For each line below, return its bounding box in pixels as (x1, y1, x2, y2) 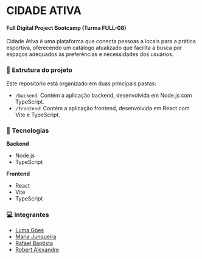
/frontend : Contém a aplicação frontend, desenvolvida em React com (15, 104, 190, 112)
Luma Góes (15, 227, 44, 234)
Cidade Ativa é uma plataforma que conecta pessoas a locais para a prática (6, 38, 197, 45)
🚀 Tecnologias (6, 126, 49, 135)
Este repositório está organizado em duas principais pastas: (6, 80, 156, 87)
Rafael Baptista (15, 239, 54, 247)
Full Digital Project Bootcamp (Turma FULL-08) (6, 24, 127, 31)
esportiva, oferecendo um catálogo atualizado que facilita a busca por (6, 44, 183, 52)
